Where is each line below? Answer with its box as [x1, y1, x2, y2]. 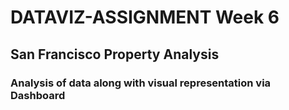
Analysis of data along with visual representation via [10, 76, 272, 90]
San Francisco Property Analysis [10, 46, 220, 63]
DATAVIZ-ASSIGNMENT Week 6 [10, 6, 280, 29]
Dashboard [10, 88, 66, 102]
